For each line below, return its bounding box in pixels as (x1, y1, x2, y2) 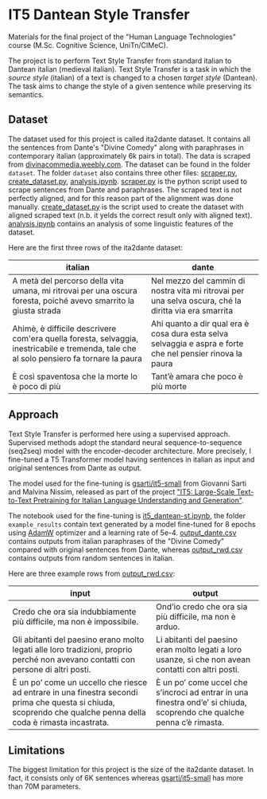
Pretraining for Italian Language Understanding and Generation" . (33, 495, 244, 505)
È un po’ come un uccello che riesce (12, 676, 148, 687)
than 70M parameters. (8, 781, 81, 791)
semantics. (8, 89, 44, 99)
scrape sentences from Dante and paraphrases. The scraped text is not (8, 185, 242, 195)
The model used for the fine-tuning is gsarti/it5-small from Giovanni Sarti (8, 478, 247, 488)
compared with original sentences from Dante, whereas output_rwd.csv (8, 545, 243, 554)
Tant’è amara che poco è (150, 371, 244, 382)
